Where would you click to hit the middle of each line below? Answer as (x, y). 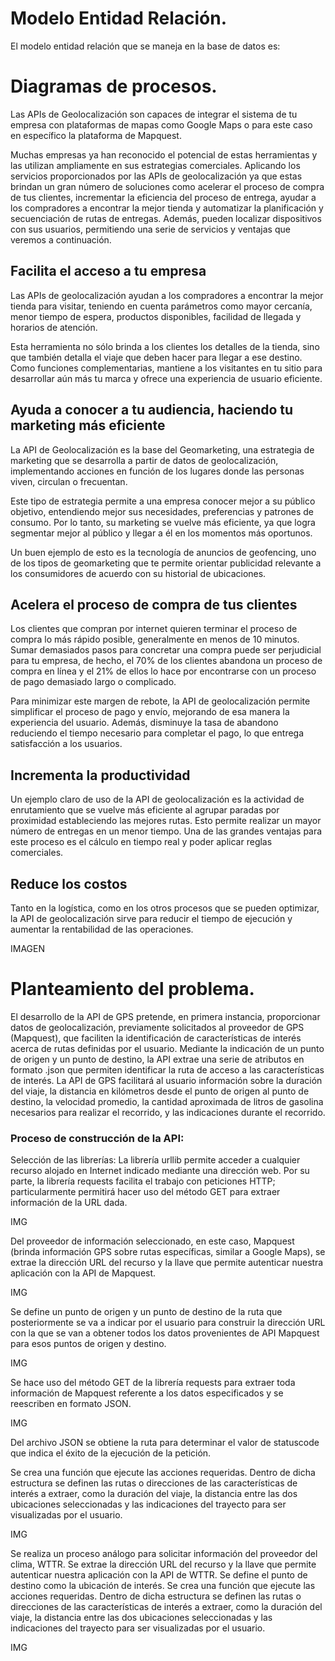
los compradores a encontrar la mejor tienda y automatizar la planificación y (167, 208)
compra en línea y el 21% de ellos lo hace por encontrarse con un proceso (163, 671)
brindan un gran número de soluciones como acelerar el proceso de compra (167, 186)
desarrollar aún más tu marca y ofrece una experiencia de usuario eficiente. (166, 378)
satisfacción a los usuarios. (66, 744)
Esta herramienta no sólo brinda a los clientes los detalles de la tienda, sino (165, 346)
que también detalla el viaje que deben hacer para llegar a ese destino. (156, 357)
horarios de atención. (54, 327)
